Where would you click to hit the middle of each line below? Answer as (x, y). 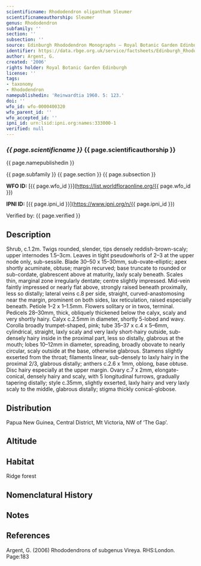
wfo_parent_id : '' (29, 112)
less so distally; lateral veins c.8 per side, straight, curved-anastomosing (95, 294)
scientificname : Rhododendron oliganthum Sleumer (69, 12)
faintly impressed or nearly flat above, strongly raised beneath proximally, (97, 287)
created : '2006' (26, 62)
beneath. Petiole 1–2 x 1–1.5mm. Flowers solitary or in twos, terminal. (90, 306)
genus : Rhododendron (32, 23)
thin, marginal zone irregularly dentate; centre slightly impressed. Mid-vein (98, 281)
